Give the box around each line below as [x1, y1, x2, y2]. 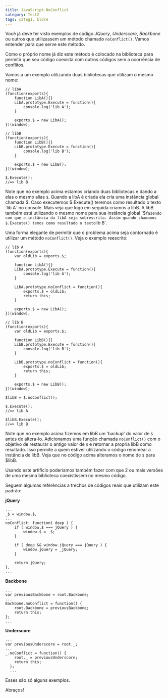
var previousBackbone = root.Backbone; [5, 592, 89, 597]
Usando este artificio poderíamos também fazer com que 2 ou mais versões [5, 467, 163, 473]
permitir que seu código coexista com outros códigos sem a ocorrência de [5, 57, 160, 63]
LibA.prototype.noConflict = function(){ [14, 285, 102, 290]
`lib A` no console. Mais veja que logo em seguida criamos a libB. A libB [5, 205, 154, 211]
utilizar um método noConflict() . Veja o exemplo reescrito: [5, 235, 128, 241]
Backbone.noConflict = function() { [5, 601, 82, 607]
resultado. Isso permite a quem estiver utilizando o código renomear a [5, 447, 151, 453]
